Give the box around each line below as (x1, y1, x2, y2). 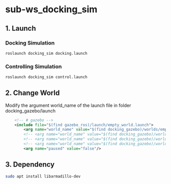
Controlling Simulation (5, 63, 62, 70)
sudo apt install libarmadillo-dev (5, 174, 81, 179)
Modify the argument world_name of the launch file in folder (5, 102, 131, 108)
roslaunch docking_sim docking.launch (5, 51, 88, 56)
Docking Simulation (5, 39, 55, 47)
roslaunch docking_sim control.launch (5, 75, 88, 80)
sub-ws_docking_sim (5, 4, 98, 15)
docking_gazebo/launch (5, 107, 56, 113)
